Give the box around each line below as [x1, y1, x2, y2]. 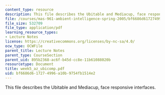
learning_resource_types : [5, 30, 58, 35]
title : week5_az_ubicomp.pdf [5, 67, 65, 71]
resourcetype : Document [5, 62, 54, 67]
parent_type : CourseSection [5, 52, 63, 58]
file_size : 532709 [5, 21, 43, 26]
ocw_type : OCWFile [5, 44, 43, 48]
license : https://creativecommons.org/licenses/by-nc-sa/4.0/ [5, 39, 135, 44]
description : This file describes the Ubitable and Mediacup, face [5, 12, 146, 17]
